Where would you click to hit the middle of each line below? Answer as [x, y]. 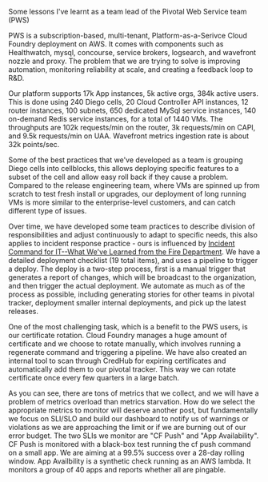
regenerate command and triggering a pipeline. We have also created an [128, 352]
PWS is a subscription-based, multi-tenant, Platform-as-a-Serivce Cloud [128, 36]
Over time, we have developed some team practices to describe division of [132, 226]
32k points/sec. [34, 144]
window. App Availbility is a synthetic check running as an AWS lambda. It [130, 461]
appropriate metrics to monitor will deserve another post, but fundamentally [133, 410]
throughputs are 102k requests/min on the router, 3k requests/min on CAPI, [132, 127]
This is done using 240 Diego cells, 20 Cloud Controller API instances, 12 [128, 102]
